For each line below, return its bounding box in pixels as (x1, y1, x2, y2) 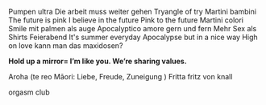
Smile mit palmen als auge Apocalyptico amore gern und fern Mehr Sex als (8, 24, 257, 33)
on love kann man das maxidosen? (8, 41, 123, 50)
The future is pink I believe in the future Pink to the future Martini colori (8, 15, 244, 25)
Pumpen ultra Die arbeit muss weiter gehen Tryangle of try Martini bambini (8, 7, 256, 16)
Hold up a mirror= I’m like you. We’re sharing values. (8, 56, 187, 66)
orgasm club (8, 87, 50, 97)
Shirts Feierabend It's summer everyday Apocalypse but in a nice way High (8, 32, 258, 42)
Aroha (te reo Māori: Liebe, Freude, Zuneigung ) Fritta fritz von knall (8, 72, 233, 81)
